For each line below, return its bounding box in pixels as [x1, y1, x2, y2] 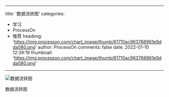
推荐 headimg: [12, 33, 43, 39]
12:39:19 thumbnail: [12, 50, 53, 56]
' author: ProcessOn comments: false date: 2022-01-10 [35, 44, 149, 50]
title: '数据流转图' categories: [5, 11, 65, 17]
